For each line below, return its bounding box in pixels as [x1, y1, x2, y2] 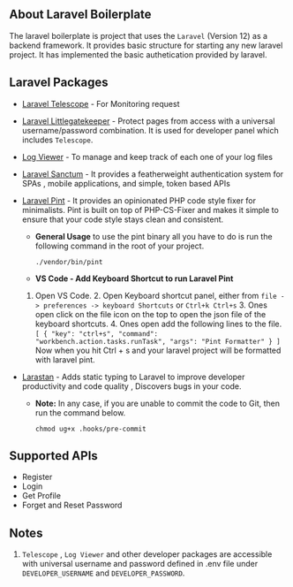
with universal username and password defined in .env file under [21, 559, 259, 569]
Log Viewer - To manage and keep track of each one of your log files [21, 151, 274, 162]
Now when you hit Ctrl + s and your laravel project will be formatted [34, 345, 282, 355]
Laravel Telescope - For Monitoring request [21, 98, 180, 109]
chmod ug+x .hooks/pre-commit [34, 424, 147, 433]
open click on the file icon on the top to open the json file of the [34, 309, 267, 319]
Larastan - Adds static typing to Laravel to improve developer [21, 371, 245, 382]
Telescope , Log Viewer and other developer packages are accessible [21, 549, 273, 560]
